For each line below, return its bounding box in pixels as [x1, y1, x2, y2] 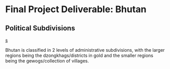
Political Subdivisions [5, 24, 75, 32]
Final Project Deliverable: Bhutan [5, 4, 147, 15]
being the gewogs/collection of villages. [5, 58, 89, 64]
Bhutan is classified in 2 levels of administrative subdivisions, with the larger [5, 47, 165, 53]
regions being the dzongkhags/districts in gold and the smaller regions [5, 52, 154, 58]
